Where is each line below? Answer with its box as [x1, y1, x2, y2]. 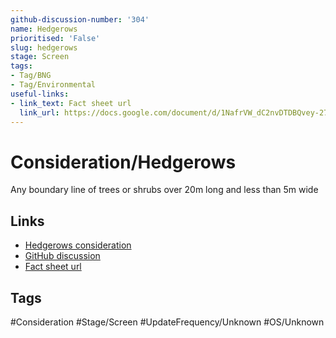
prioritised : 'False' [10, 33, 101, 43]
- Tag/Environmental [10, 80, 97, 90]
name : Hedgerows [10, 24, 78, 34]
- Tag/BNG [10, 71, 52, 81]
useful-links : [10, 89, 70, 99]
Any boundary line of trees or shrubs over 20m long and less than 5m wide [10, 184, 319, 196]
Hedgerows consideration [24, 239, 132, 251]
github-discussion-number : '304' [10, 14, 150, 25]
